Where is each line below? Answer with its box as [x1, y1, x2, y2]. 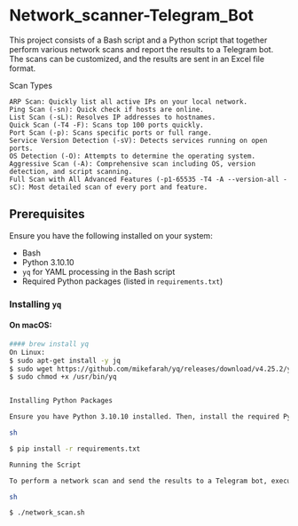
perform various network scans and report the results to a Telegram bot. [9, 43, 274, 54]
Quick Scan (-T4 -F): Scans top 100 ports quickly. [9, 121, 204, 130]
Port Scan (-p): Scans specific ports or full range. [9, 128, 213, 137]
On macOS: [9, 320, 52, 331]
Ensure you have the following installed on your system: [9, 230, 213, 240]
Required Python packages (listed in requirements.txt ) [21, 276, 223, 287]
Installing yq [9, 298, 62, 310]
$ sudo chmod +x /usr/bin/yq [9, 373, 117, 381]
